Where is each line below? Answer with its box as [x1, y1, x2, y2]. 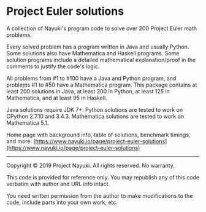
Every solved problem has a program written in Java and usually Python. [6, 43, 189, 50]
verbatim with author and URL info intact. [6, 180, 110, 187]
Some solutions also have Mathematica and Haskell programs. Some [6, 49, 180, 57]
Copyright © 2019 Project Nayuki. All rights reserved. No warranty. [6, 162, 175, 169]
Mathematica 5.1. [6, 119, 49, 127]
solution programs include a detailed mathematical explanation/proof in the [6, 56, 196, 63]
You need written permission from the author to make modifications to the [6, 192, 193, 199]
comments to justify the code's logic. [6, 63, 100, 70]
